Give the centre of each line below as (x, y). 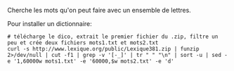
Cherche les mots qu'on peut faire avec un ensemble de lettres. (99, 10)
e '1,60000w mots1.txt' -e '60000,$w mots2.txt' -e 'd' (91, 61)
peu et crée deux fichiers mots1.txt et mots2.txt (83, 43)
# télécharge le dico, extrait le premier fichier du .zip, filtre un (113, 37)
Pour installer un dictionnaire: (50, 24)
